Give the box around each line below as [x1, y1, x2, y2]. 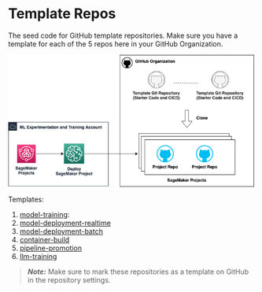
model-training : [19, 210, 70, 220]
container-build [19, 235, 70, 245]
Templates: [8, 194, 45, 205]
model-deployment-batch [19, 227, 104, 236]
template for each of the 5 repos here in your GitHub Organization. [8, 39, 223, 48]
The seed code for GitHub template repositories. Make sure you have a [8, 31, 238, 40]
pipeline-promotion [19, 243, 83, 253]
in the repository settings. [27, 275, 111, 285]
